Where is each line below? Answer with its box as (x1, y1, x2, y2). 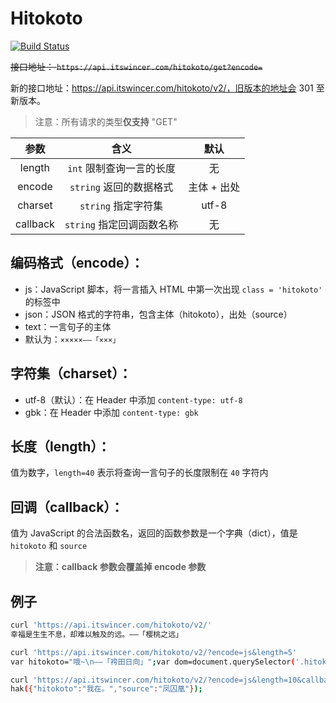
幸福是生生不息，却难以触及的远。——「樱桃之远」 (10, 629, 183, 639)
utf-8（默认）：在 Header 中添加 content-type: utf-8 (24, 393, 243, 406)
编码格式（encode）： (10, 255, 145, 272)
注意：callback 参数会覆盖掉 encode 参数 (34, 561, 207, 573)
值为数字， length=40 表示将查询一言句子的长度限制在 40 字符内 (10, 467, 269, 479)
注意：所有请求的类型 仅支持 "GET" (34, 115, 178, 127)
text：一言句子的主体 (24, 320, 112, 332)
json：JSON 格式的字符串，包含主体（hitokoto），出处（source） (24, 308, 293, 320)
